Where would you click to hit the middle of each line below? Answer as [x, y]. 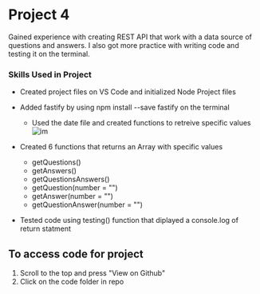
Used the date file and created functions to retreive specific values [141, 123]
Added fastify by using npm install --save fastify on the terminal [124, 107]
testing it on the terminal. [49, 54]
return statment [45, 228]
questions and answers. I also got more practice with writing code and [124, 45]
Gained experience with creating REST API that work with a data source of [130, 37]
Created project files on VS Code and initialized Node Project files [128, 92]
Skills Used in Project [50, 74]
